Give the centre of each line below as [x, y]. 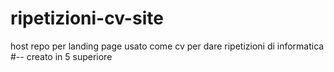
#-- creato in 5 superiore [61, 56]
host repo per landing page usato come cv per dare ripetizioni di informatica [167, 46]
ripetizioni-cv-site [87, 18]
